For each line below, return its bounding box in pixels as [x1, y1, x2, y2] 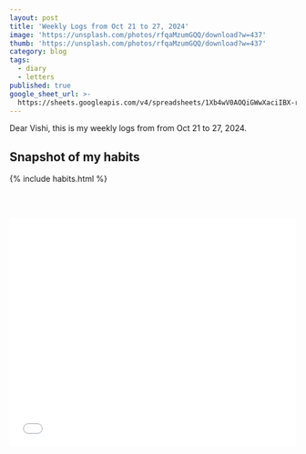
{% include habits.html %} [9, 174, 107, 185]
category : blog [9, 47, 67, 56]
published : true [9, 81, 71, 90]
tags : [9, 55, 30, 65]
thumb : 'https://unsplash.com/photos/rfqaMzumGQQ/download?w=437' [9, 38, 267, 48]
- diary [17, 65, 47, 74]
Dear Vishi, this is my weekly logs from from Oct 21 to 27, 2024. [9, 123, 248, 134]
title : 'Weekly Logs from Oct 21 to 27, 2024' [9, 22, 189, 31]
